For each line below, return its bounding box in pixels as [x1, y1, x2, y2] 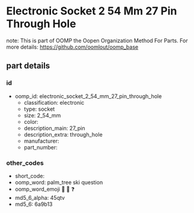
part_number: [23, 143, 58, 151]
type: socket [23, 105, 55, 113]
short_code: [14, 172, 45, 179]
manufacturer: [23, 137, 59, 144]
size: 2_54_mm [23, 111, 61, 119]
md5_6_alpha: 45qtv [14, 194, 65, 201]
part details [6, 61, 50, 71]
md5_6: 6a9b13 [14, 200, 53, 208]
